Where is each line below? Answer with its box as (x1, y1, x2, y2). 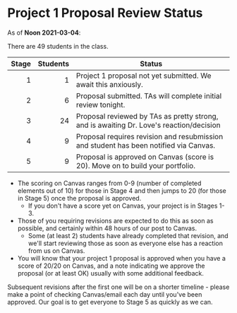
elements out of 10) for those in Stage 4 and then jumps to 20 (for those (17, 186, 227, 195)
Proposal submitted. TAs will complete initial (75, 90, 222, 100)
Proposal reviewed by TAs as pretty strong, (75, 111, 219, 121)
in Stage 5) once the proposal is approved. (17, 194, 142, 202)
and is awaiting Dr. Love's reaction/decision (75, 120, 221, 130)
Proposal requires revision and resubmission (75, 131, 224, 141)
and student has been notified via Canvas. (75, 140, 216, 150)
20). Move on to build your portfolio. (75, 160, 196, 170)
